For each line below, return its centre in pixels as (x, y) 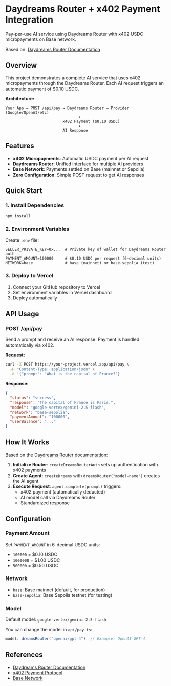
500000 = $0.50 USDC (36, 565)
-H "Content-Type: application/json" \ (52, 369)
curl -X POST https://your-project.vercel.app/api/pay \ (67, 365)
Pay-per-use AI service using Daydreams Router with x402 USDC (74, 34)
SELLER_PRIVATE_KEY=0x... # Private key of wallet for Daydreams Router (86, 250)
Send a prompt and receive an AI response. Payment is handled (72, 340)
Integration (29, 20)
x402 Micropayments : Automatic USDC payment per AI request (81, 158)
